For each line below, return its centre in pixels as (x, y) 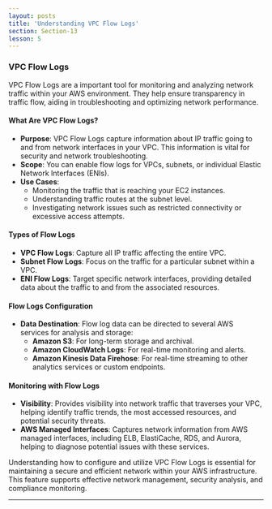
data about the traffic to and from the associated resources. (120, 287)
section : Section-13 (43, 31)
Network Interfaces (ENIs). (64, 173)
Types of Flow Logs (42, 235)
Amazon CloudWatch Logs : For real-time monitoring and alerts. (139, 350)
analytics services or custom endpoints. (99, 367)
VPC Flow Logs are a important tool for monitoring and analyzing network (131, 84)
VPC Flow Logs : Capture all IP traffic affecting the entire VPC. (123, 252)
